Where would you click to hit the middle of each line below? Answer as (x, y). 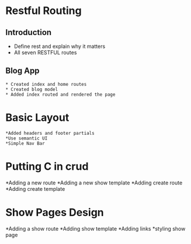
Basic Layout (37, 117)
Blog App (22, 71)
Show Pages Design (55, 212)
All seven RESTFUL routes (45, 53)
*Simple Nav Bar (25, 143)
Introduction (29, 32)
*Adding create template (35, 189)
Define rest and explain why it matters (60, 46)
